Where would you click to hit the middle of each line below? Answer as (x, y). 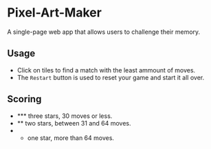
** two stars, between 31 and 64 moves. (74, 123)
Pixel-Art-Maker (54, 13)
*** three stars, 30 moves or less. (65, 116)
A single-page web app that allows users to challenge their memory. (104, 32)
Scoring (24, 99)
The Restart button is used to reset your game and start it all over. (111, 77)
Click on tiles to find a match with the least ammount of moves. (106, 70)
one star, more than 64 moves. (71, 138)
